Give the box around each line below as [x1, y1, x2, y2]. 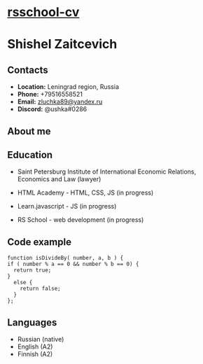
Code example [7, 236, 72, 248]
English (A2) [17, 342, 53, 351]
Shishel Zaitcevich [7, 36, 118, 52]
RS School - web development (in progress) [17, 216, 144, 224]
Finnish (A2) [17, 350, 53, 358]
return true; [13, 267, 52, 274]
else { [13, 279, 33, 286]
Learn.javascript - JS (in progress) [17, 202, 117, 211]
